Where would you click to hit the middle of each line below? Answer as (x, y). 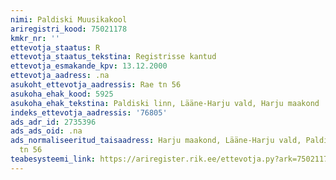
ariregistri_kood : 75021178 (69, 29)
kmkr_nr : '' (35, 38)
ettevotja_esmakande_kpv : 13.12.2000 (89, 66)
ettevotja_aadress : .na (60, 76)
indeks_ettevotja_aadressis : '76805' (89, 112)
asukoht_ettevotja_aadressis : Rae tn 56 (96, 85)
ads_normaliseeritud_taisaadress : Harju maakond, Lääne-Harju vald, (156, 141)
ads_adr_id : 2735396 (53, 122)
